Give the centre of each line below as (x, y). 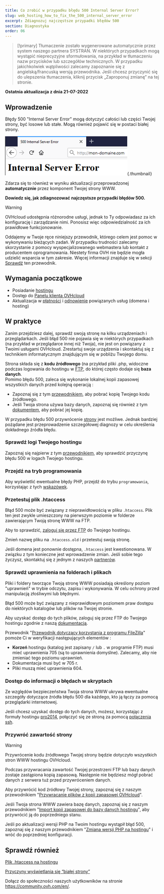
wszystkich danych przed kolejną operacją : (49, 384)
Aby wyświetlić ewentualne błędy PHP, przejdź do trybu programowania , (77, 482)
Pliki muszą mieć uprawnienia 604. (47, 668)
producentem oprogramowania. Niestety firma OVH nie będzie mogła (75, 252)
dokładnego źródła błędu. (31, 429)
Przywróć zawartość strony (39, 734)
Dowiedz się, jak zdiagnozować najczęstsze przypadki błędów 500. (75, 198)
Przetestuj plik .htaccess (35, 500)
